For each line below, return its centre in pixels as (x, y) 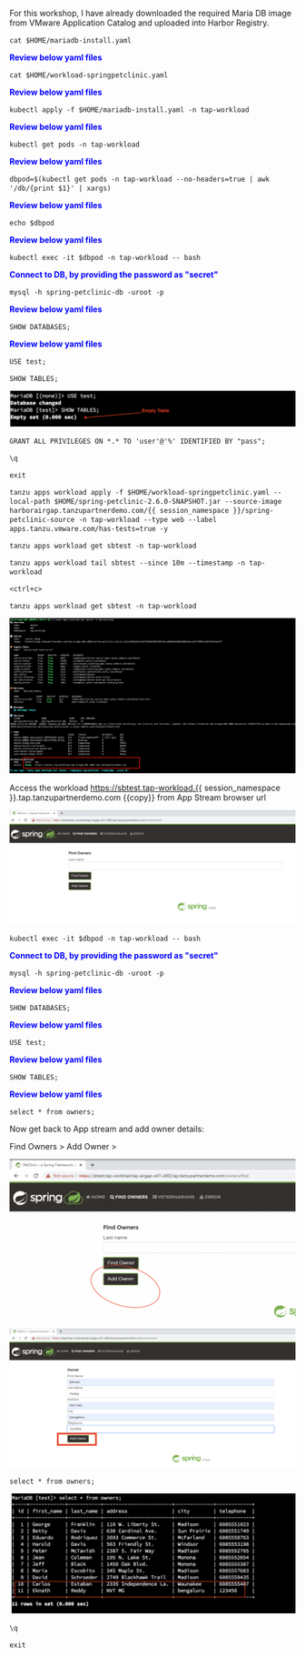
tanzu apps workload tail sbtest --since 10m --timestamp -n (128, 563)
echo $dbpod (32, 223)
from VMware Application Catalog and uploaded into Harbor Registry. (139, 23)
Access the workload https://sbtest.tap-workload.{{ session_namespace (145, 788)
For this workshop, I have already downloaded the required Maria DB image (151, 13)
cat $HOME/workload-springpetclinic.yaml (89, 75)
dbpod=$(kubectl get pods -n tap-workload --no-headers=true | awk (140, 179)
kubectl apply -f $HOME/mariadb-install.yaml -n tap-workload (129, 110)
